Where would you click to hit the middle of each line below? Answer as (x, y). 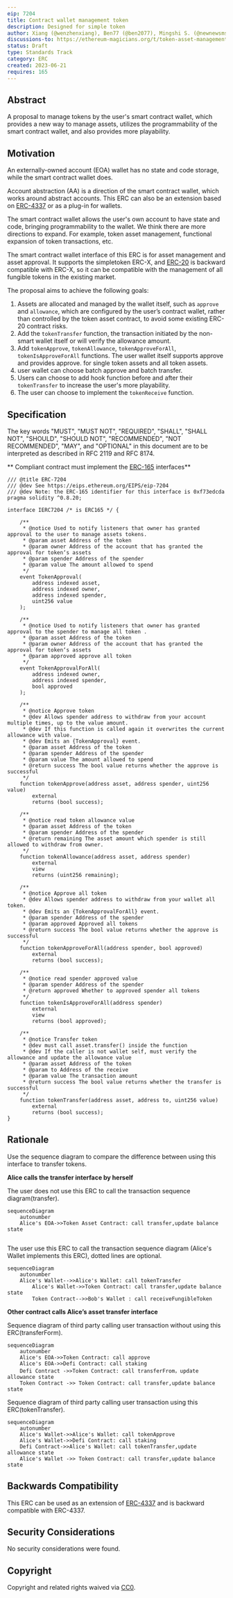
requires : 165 (28, 72)
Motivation (31, 153)
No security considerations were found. (64, 1549)
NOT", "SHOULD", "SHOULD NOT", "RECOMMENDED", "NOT (94, 438)
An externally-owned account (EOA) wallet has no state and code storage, (113, 170)
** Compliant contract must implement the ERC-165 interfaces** (99, 467)
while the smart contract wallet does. (60, 177)
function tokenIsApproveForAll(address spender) (91, 1003)
